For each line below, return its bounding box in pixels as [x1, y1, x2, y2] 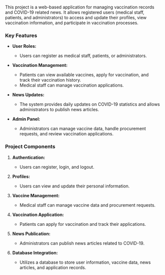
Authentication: [12, 154, 46, 160]
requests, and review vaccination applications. [19, 131, 114, 137]
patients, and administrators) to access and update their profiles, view [5, 15, 147, 20]
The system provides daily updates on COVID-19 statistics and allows [19, 101, 160, 107]
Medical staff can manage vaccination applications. [19, 82, 124, 88]
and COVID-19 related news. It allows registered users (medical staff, [5, 9, 145, 15]
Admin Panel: [12, 116, 40, 122]
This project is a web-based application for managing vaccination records [5, 4, 155, 10]
